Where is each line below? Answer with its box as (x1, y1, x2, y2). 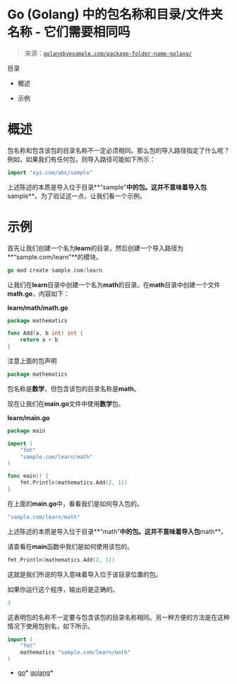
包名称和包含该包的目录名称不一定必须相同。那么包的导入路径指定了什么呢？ (7, 146, 230, 154)
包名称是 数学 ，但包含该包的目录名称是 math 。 (7, 384, 140, 393)
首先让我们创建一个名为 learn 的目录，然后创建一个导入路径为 (7, 243, 183, 252)
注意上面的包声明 (7, 357, 57, 365)
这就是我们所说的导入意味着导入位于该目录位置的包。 (7, 570, 162, 579)
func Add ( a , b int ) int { (7, 330, 83, 337)
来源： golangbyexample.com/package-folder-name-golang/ (24, 49, 193, 57)
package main (7, 427, 46, 434)
